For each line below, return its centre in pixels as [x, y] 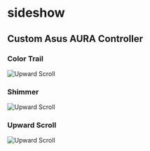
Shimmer [23, 92]
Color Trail [25, 59]
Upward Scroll [32, 125]
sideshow [36, 13]
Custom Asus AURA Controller [75, 39]
